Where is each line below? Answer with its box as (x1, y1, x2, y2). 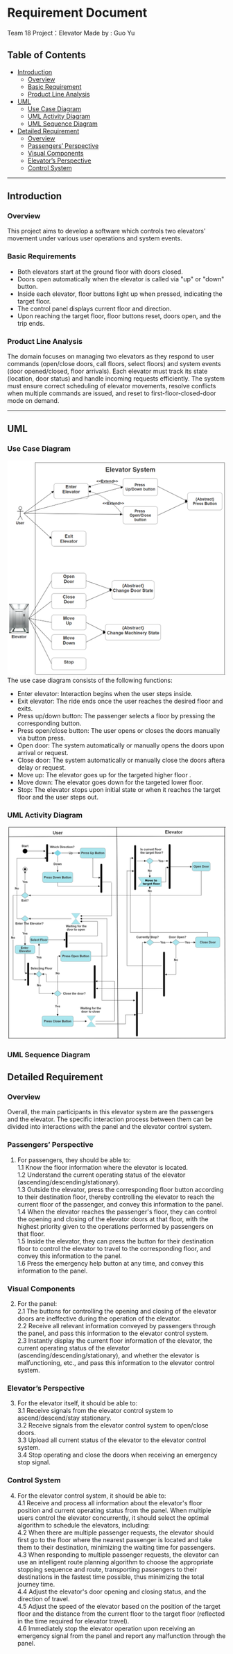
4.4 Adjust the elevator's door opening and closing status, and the (17, 1587, 207, 1596)
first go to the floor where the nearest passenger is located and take (17, 1535, 213, 1544)
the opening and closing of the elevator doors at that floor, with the (17, 1214, 209, 1223)
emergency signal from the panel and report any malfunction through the (17, 1631, 226, 1640)
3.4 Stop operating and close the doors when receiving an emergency (17, 1450, 218, 1459)
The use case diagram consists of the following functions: (7, 676, 173, 685)
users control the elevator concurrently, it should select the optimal (17, 1513, 209, 1522)
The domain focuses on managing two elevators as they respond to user (7, 352, 214, 361)
